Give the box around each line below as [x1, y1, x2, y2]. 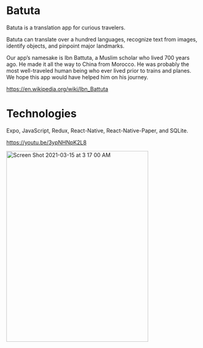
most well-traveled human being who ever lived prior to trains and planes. [6, 67, 192, 74]
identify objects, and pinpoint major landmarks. [6, 42, 125, 49]
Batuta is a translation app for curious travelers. [6, 24, 126, 31]
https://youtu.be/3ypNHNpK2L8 [6, 139, 87, 146]
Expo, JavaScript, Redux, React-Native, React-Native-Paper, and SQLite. [6, 126, 188, 134]
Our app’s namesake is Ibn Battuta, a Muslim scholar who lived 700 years [6, 54, 190, 61]
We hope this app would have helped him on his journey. [6, 73, 148, 81]
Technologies [6, 107, 77, 121]
